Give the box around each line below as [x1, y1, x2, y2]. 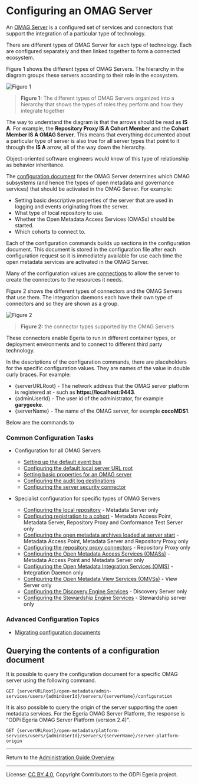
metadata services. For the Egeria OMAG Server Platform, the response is [6, 710, 185, 717]
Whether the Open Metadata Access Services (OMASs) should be [14, 215, 175, 223]
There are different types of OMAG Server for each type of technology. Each [6, 41, 192, 48]
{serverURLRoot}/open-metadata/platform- [16, 728, 120, 734]
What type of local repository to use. [14, 209, 104, 216]
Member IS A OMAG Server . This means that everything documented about [6, 131, 190, 138]
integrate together [20, 107, 65, 114]
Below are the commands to [6, 419, 74, 426]
